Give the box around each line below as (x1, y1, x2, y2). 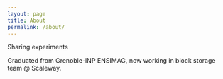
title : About (7, 17, 46, 24)
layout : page (7, 10, 46, 18)
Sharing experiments (7, 43, 69, 51)
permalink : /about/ (7, 23, 65, 30)
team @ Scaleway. (7, 64, 62, 73)
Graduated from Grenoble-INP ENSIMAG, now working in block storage (7, 56, 216, 65)
